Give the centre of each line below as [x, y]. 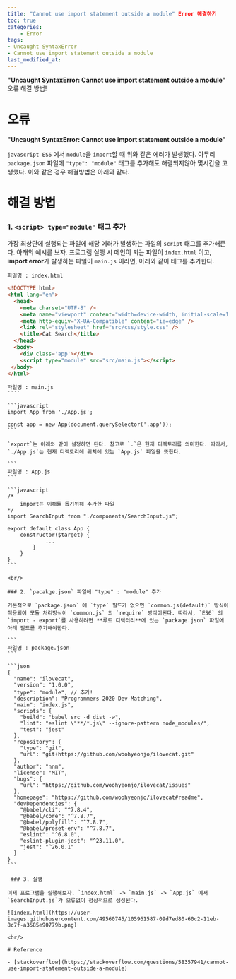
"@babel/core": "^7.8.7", [58, 817]
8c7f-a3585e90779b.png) [42, 925]
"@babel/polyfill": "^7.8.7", [65, 823]
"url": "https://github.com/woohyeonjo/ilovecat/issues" [106, 785]
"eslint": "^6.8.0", [50, 835]
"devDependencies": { [46, 804]
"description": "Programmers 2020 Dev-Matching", [88, 699]
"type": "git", [42, 748]
